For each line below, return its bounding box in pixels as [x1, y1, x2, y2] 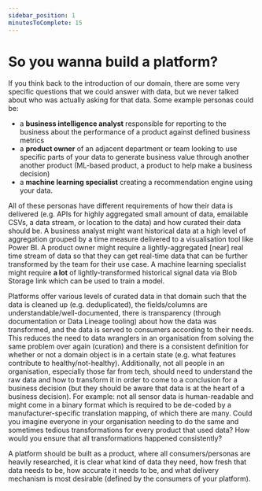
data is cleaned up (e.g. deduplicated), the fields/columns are [8, 300, 208, 309]
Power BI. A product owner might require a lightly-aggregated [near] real [8, 243, 244, 253]
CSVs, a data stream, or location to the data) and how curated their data [8, 218, 242, 227]
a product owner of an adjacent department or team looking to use [19, 144, 238, 153]
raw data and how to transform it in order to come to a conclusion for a [8, 375, 238, 385]
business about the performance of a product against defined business [19, 127, 251, 137]
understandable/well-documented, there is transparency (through [8, 308, 222, 318]
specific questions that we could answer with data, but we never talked [8, 87, 238, 97]
